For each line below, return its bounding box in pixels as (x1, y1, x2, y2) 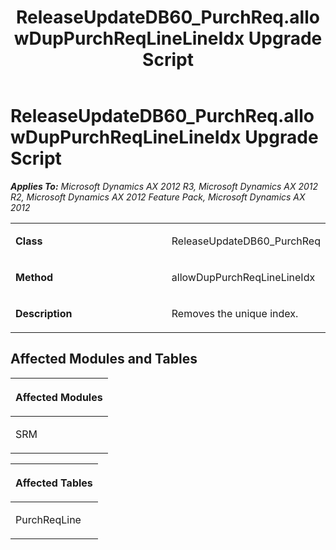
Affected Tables (15, 476, 93, 490)
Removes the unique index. (171, 306, 299, 320)
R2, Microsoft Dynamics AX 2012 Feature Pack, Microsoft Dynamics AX (10, 191, 306, 203)
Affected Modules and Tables (10, 351, 198, 368)
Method (15, 270, 54, 284)
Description (15, 306, 73, 320)
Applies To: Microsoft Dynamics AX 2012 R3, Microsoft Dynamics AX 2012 (10, 180, 319, 192)
